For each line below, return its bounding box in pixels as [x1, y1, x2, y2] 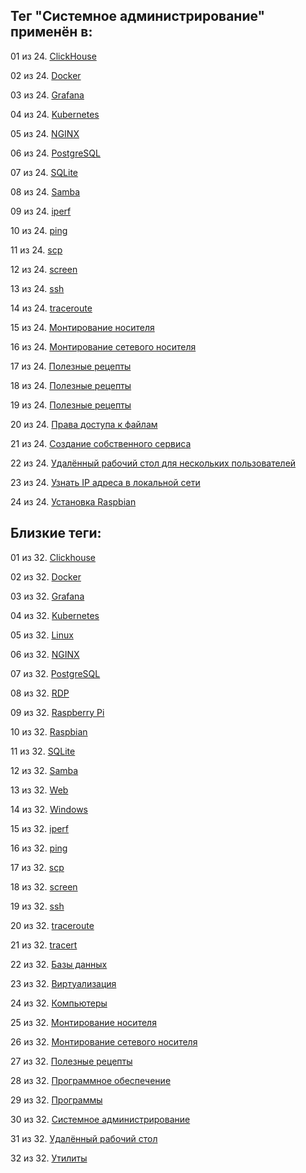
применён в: [10, 24, 93, 41]
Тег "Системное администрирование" [10, 8, 266, 25]
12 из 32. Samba [10, 764, 79, 776]
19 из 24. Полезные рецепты [10, 399, 132, 411]
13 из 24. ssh [10, 282, 65, 294]
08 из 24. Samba [10, 185, 81, 198]
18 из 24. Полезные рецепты [10, 379, 132, 391]
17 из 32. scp [10, 861, 65, 873]
